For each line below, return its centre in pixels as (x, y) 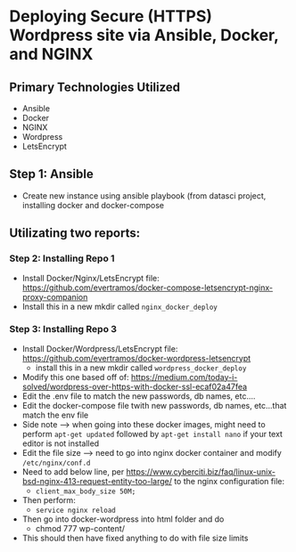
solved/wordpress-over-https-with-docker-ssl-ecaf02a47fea (135, 386)
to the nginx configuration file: (229, 481)
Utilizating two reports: (75, 233)
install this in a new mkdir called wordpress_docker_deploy (141, 368)
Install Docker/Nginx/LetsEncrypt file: (91, 278)
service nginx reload (75, 510)
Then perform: (49, 499)
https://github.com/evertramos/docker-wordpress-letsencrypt (136, 358)
